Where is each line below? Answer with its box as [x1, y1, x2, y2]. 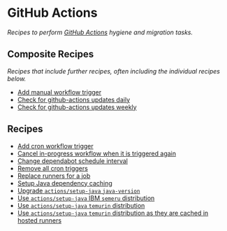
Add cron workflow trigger [17, 141, 94, 150]
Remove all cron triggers [17, 164, 89, 172]
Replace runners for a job [17, 171, 91, 180]
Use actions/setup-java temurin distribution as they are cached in [17, 209, 209, 217]
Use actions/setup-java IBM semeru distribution [17, 194, 155, 202]
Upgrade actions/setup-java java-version [17, 186, 140, 195]
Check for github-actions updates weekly [17, 103, 138, 111]
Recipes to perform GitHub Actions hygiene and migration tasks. [7, 28, 193, 36]
